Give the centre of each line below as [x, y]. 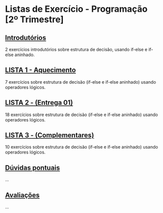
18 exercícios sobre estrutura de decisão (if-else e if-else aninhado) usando [81, 115]
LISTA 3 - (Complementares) [50, 136]
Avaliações [22, 195]
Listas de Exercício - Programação [76, 9]
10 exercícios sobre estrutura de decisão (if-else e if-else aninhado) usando [81, 147]
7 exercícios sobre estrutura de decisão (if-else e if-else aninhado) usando [81, 82]
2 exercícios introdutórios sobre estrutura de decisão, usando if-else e [76, 49]
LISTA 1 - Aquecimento [41, 70]
